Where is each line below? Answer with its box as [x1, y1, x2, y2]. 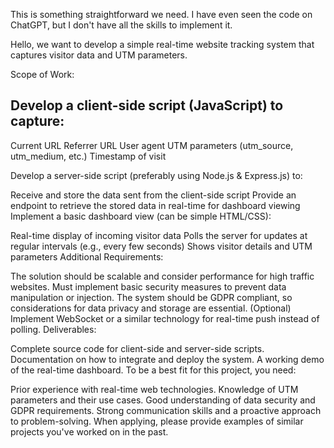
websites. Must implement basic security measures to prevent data [10, 280, 287, 293]
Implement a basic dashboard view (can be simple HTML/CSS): [10, 210, 272, 222]
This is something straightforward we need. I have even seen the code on [10, 9, 313, 20]
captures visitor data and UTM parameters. [10, 49, 188, 61]
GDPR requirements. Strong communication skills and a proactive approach [10, 404, 322, 416]
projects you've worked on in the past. [10, 425, 169, 438]
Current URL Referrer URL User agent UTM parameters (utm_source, [10, 139, 294, 151]
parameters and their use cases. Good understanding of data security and [10, 394, 316, 406]
